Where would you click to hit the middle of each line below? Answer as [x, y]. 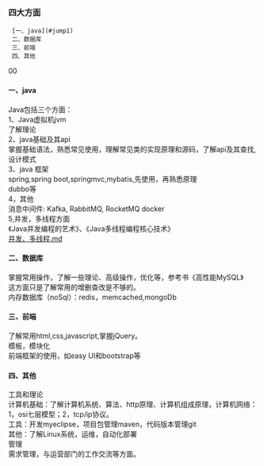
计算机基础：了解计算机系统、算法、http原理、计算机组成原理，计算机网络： [133, 404]
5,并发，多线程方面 [39, 218]
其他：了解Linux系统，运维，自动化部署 [73, 434]
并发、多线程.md [35, 238]
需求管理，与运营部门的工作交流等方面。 [74, 454]
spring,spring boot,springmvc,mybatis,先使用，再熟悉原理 [103, 179]
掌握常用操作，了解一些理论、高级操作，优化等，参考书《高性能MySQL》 [126, 277]
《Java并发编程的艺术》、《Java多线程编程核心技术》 [92, 229]
